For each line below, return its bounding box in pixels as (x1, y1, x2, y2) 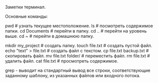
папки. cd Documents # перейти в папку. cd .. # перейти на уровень (5, 28, 147, 33)
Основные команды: (5, 14, 48, 19)
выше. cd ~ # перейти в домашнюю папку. (5, 33, 94, 39)
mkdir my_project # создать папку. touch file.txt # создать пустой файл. (5, 43, 153, 48)
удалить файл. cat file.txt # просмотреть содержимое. (5, 58, 118, 64)
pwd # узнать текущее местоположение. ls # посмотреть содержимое (5, 23, 153, 29)
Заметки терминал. (5, 4, 46, 10)
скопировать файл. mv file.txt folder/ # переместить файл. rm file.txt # (5, 53, 150, 59)
